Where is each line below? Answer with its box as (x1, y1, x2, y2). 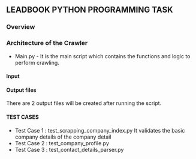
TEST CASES (6, 113, 39, 121)
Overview (6, 23, 35, 31)
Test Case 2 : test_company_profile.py (14, 139, 110, 146)
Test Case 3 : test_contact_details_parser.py (14, 146, 124, 153)
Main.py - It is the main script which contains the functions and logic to (14, 52, 191, 59)
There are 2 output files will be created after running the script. (6, 100, 162, 107)
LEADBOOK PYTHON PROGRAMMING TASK (6, 5, 173, 15)
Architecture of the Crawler (6, 39, 88, 47)
